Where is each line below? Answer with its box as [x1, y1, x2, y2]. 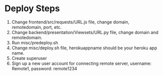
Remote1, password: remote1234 [11, 65, 78, 71]
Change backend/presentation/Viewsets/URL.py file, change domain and [11, 29, 159, 35]
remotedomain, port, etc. [11, 24, 62, 30]
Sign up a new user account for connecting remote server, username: [11, 60, 152, 66]
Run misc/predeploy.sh [11, 39, 58, 45]
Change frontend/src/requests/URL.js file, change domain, [11, 19, 130, 25]
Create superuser [11, 55, 47, 61]
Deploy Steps [4, 3, 60, 14]
